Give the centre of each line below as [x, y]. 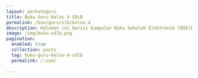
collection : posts [34, 50]
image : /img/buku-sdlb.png [39, 33]
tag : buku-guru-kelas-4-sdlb [47, 55]
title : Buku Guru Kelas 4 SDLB [44, 17]
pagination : [21, 39]
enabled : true [29, 45]
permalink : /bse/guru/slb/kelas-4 [49, 22]
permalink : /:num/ [34, 60]
